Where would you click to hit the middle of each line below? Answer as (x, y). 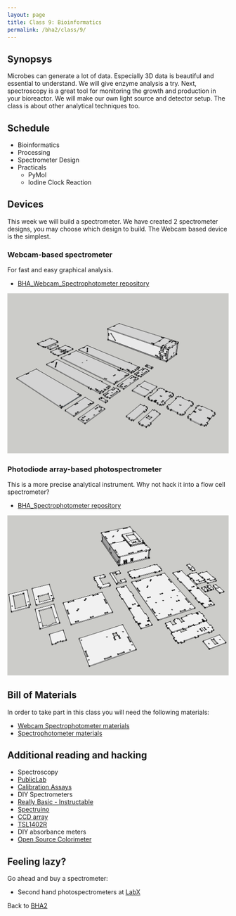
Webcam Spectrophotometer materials (73, 725)
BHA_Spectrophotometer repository (69, 506)
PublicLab (32, 780)
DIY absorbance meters (52, 832)
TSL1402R (32, 825)
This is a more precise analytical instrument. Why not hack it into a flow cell (117, 485)
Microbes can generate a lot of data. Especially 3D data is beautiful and (111, 76)
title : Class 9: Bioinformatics (54, 22)
